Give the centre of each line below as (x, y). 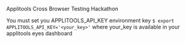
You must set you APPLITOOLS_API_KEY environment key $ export (90, 20)
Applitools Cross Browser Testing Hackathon (62, 9)
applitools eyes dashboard (40, 33)
